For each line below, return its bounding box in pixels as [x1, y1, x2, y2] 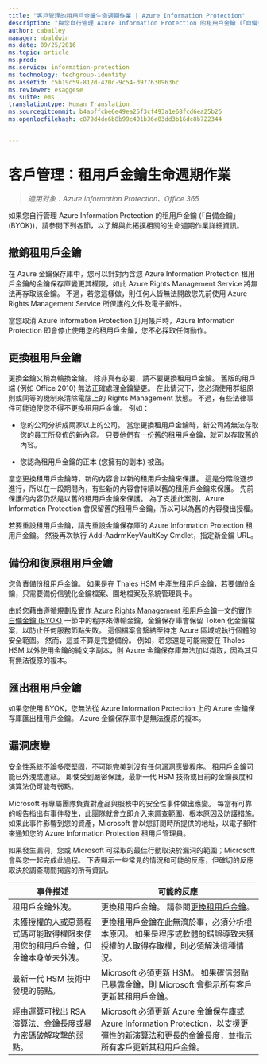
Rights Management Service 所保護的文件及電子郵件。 [8, 298, 187, 308]
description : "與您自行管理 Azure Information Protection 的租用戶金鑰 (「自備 [8, 19, 258, 27]
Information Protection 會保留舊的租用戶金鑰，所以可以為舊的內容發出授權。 [8, 504, 257, 513]
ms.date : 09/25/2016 [8, 41, 77, 49]
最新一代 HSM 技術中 [12, 972, 91, 984]
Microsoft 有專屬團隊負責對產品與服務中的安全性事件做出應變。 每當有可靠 [8, 798, 253, 808]
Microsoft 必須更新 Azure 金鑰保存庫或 [100, 1006, 245, 1017]
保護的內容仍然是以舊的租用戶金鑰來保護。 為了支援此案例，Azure [8, 494, 225, 504]
